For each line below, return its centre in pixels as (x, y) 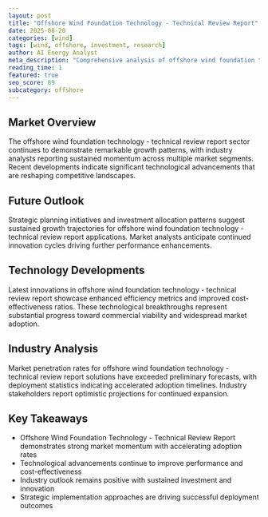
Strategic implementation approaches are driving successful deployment (139, 497)
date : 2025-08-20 (37, 30)
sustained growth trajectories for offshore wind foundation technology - (126, 228)
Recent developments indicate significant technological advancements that (132, 167)
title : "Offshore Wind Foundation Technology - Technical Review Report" (134, 23)
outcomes (36, 506)
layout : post (30, 16)
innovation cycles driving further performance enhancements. (110, 245)
